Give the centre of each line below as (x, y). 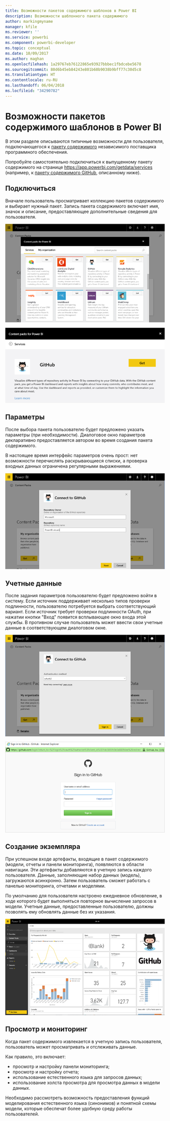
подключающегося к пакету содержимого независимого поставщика (81, 146)
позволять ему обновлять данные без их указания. (61, 911)
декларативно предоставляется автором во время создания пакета (79, 440)
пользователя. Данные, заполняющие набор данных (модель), (73, 875)
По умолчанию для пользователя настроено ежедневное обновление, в (84, 895)
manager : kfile (21, 27)
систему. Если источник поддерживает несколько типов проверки (78, 601)
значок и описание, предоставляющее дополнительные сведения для (81, 211)
